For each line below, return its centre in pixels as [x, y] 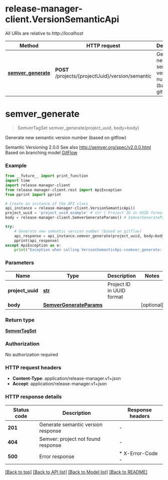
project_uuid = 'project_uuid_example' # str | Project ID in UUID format [85, 213]
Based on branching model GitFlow [41, 152]
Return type [20, 320]
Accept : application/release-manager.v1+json [59, 384]
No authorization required [32, 355]
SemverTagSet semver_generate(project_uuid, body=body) [78, 128]
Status [21, 410]
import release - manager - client [38, 185]
